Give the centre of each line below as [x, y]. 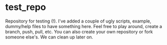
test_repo [26, 7]
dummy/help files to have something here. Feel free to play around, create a [84, 26]
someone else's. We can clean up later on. [49, 37]
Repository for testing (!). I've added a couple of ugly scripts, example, [78, 21]
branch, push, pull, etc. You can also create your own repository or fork [79, 31]
